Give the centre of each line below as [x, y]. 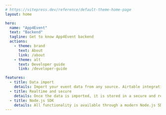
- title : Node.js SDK [32, 101]
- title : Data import [32, 82]
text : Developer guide [41, 64]
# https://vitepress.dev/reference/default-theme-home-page [68, 10]
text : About [30, 50]
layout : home [19, 14]
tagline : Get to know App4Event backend [52, 37]
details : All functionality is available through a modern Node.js [85, 105]
